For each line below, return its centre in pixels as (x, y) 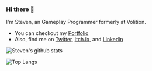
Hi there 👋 (20, 9)
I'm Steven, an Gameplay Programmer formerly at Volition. (76, 22)
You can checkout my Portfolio (51, 33)
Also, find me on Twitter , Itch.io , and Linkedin (69, 40)
